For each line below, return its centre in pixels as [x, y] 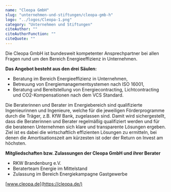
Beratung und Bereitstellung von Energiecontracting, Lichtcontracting [86, 89]
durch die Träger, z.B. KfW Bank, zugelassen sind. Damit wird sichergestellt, [85, 116]
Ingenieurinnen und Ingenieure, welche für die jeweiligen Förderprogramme [85, 110]
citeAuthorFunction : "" [31, 34]
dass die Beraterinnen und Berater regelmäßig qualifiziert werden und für [82, 121]
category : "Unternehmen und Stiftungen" [49, 24]
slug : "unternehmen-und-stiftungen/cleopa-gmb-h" [59, 15]
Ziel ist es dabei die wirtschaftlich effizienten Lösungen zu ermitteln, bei [81, 132]
